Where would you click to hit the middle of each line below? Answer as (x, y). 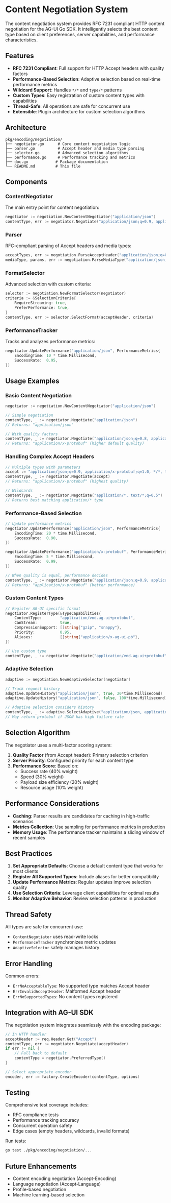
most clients (25, 871)
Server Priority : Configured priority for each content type (73, 760)
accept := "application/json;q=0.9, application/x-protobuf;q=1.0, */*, (84, 472)
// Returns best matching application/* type (54, 500)
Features (20, 56)
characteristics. (22, 40)
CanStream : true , (43, 623)
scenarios (23, 821)
